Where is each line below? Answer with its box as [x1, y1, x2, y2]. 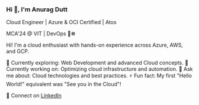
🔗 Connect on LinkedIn [6, 92, 62, 99]
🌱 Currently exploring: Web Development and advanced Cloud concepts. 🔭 [6, 59, 188, 67]
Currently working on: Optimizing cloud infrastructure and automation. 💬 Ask [6, 65, 193, 73]
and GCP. [6, 48, 30, 55]
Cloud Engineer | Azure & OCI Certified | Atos [6, 19, 117, 26]
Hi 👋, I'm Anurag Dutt [6, 5, 68, 14]
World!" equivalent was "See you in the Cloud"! [6, 81, 121, 88]
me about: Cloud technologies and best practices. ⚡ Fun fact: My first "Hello [6, 72, 192, 79]
